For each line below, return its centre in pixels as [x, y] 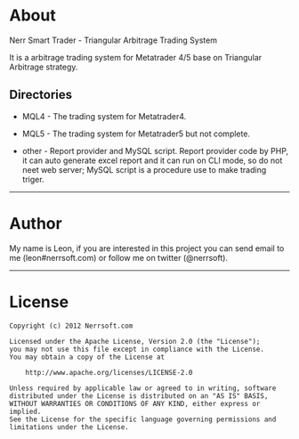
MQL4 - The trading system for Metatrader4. [104, 116]
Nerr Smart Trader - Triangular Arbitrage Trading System [113, 40]
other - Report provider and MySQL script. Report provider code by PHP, [155, 150]
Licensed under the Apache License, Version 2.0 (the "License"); [135, 341]
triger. [33, 179]
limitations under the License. [69, 427]
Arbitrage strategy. [44, 67]
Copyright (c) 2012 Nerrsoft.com [71, 326]
